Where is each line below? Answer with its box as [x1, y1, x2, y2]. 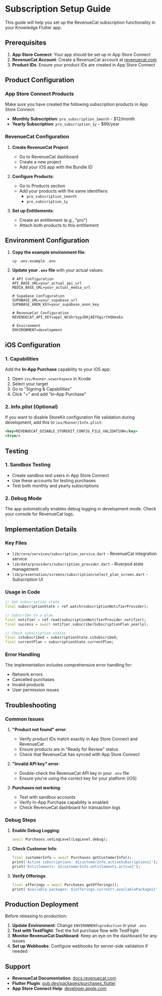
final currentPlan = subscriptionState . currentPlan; [5, 639, 114, 645]
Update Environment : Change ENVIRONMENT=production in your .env [12, 923, 146, 929]
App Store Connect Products [5, 91, 74, 98]
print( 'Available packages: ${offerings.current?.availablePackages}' [12, 887, 158, 892]
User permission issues [12, 687, 59, 693]
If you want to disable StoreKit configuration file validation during [5, 414, 135, 420]
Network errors [12, 671, 43, 677]
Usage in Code [5, 588, 40, 595]
